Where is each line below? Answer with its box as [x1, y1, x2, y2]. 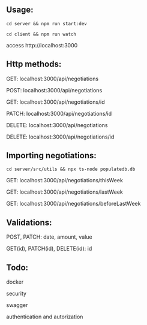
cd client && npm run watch [6, 31, 77, 37]
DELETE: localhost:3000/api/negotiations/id [6, 133, 115, 140]
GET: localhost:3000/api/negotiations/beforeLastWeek [6, 200, 141, 207]
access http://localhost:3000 [6, 41, 78, 49]
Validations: [6, 217, 52, 227]
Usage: [6, 5, 34, 15]
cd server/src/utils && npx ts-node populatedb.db [6, 166, 136, 173]
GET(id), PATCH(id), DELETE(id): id [6, 245, 92, 252]
